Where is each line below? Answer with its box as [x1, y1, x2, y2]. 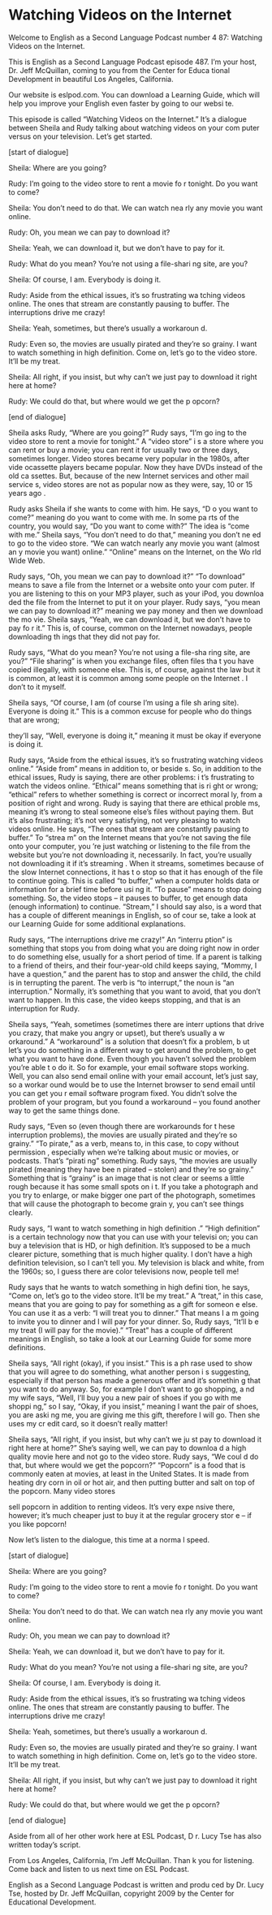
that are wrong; [8, 714, 60, 724]
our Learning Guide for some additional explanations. [8, 919, 186, 929]
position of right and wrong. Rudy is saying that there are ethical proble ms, [8, 798, 261, 808]
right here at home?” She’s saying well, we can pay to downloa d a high [8, 1443, 247, 1452]
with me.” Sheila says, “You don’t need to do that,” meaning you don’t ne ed [8, 529, 261, 539]
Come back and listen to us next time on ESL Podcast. [8, 1864, 189, 1874]
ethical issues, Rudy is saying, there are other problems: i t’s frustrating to [8, 772, 255, 782]
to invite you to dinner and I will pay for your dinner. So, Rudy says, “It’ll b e [8, 1317, 259, 1326]
